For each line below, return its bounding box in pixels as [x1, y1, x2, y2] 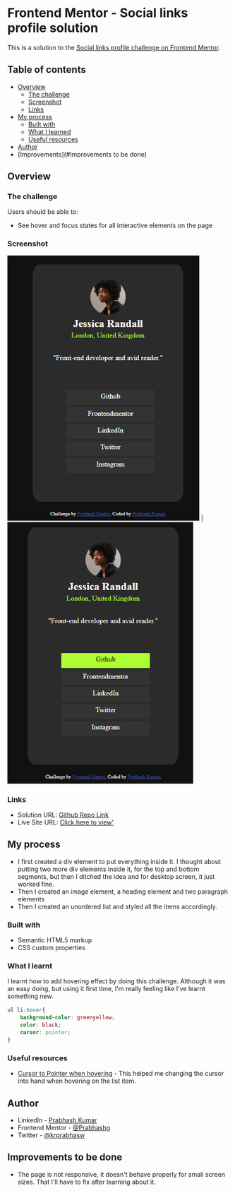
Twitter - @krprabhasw [17, 1131, 85, 1139]
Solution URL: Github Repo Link [17, 810, 109, 820]
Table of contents [7, 64, 86, 76]
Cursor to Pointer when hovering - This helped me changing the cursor [17, 1069, 224, 1078]
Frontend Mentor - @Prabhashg [17, 1123, 111, 1132]
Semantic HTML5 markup [17, 936, 92, 945]
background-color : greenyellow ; [20, 1014, 115, 1021]
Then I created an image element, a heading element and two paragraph [17, 887, 228, 896]
